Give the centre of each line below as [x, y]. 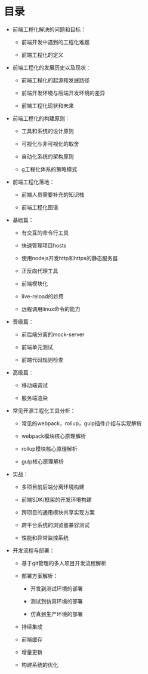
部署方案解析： [40, 576]
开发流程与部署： [33, 550]
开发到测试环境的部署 [56, 588]
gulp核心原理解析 [43, 461]
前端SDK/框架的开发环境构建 [56, 499]
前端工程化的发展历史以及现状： [52, 67]
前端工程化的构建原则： [41, 118]
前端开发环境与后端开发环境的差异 [63, 93]
